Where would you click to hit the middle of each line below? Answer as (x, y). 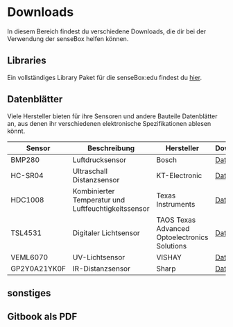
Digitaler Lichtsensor (106, 232)
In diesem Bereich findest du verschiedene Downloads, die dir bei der (107, 31)
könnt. (16, 131)
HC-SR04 (27, 175)
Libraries (27, 61)
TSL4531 (26, 232)
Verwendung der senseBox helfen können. (68, 38)
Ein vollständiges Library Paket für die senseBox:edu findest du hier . (105, 77)
